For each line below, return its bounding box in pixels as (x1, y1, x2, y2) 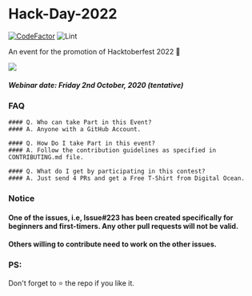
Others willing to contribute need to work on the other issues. (8, 239, 218, 249)
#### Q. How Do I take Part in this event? (8, 139, 156, 148)
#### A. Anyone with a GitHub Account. (8, 126, 142, 134)
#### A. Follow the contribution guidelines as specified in (8, 146, 217, 154)
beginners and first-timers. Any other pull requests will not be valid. (8, 221, 238, 230)
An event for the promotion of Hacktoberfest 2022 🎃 (8, 46, 181, 56)
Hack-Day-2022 (8, 5, 118, 23)
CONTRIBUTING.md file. (8, 154, 84, 162)
